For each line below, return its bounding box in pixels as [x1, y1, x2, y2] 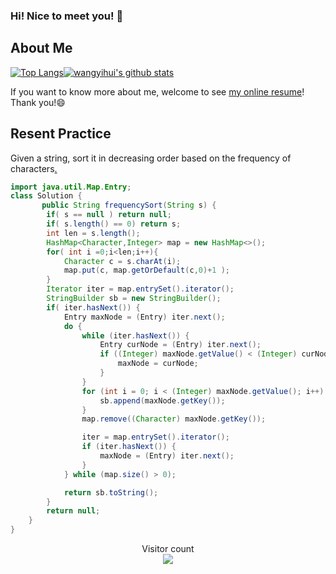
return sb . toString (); [63, 487, 159, 498]
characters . [10, 162, 58, 174]
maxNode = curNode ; [117, 359, 199, 369]
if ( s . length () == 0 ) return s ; [46, 219, 182, 229]
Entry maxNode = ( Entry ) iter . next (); [63, 312, 226, 322]
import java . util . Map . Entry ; [10, 182, 132, 192]
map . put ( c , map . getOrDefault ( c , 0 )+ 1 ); [63, 265, 230, 276]
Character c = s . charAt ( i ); [63, 256, 182, 266]
